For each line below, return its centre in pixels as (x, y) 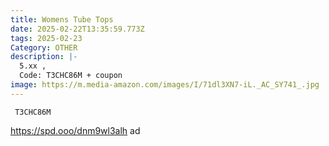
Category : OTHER (44, 47)
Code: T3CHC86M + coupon (71, 76)
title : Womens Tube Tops (62, 19)
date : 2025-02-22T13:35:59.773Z (77, 29)
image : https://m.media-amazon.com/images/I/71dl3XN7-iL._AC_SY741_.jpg (165, 85)
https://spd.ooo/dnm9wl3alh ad (75, 130)
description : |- (44, 57)
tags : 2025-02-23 (46, 38)
